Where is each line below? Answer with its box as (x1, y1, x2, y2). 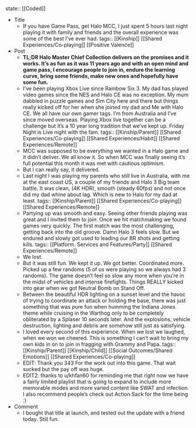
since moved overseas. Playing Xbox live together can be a (22, 116, 166, 123)
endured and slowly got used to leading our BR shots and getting (22, 235, 180, 241)
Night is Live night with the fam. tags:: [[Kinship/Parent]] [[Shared (22, 129, 181, 136)
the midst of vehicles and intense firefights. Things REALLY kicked (22, 278, 184, 285)
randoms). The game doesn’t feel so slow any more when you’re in (22, 272, 184, 279)
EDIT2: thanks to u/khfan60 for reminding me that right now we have (22, 372, 189, 379)
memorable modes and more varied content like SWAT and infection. (22, 385, 189, 391)
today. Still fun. (22, 416, 59, 422)
